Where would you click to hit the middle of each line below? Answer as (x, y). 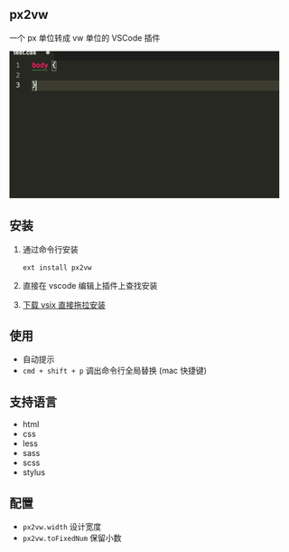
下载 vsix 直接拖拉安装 (64, 305)
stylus (34, 472)
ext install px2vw (57, 267)
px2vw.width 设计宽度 (62, 527)
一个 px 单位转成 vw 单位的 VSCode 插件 (85, 38)
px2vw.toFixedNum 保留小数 (72, 538)
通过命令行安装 (50, 249)
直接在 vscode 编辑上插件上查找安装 (90, 285)
